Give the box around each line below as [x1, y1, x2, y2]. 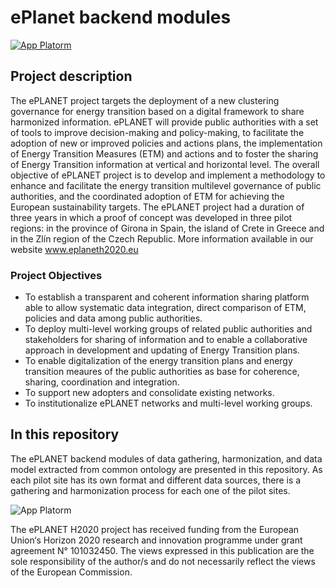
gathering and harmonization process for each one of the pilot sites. [10, 484, 291, 496]
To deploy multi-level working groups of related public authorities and [24, 323, 313, 335]
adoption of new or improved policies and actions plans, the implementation [10, 137, 323, 149]
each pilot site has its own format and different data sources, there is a [10, 474, 302, 486]
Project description [10, 68, 133, 85]
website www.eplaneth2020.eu [10, 243, 139, 255]
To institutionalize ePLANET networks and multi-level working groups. [24, 397, 313, 410]
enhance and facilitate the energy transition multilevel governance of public [10, 179, 322, 191]
